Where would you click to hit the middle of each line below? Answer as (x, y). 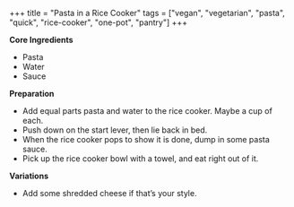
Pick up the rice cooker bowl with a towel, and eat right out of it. (140, 159)
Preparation (32, 94)
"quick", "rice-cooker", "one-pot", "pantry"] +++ (99, 22)
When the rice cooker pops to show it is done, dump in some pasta (146, 139)
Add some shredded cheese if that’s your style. (109, 193)
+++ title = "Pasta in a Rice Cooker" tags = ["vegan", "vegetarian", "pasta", (147, 13)
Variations (29, 176)
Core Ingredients (41, 40)
